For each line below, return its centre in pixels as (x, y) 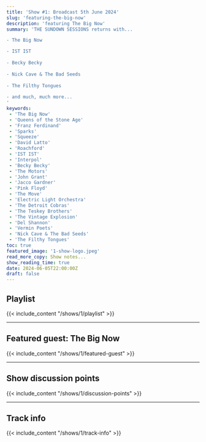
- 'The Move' (26, 194)
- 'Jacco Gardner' (32, 183)
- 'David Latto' (30, 143)
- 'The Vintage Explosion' (44, 217)
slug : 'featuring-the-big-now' (46, 18)
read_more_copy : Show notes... (46, 257)
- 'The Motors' (28, 171)
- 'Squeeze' (24, 137)
